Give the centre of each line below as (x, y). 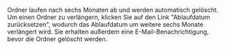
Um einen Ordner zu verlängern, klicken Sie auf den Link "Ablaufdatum (109, 17)
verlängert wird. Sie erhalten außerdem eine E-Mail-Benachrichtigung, (108, 32)
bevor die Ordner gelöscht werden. (57, 39)
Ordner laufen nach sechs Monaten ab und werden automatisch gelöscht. (113, 10)
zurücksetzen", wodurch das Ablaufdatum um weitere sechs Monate (106, 24)
